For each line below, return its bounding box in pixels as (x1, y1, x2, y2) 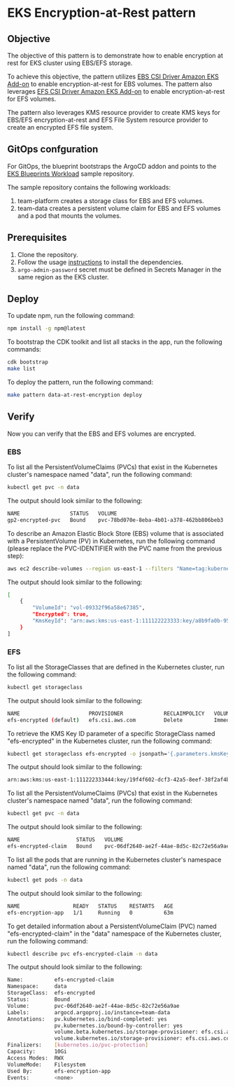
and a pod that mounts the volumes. (17, 212, 122, 220)
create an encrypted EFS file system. (7, 123, 114, 131)
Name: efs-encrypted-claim (7, 976, 114, 983)
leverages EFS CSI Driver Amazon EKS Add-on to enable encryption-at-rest (7, 88, 225, 95)
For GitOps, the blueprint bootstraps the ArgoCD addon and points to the (7, 162, 217, 170)
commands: (7, 345, 42, 354)
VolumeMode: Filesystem (7, 1061, 86, 1068)
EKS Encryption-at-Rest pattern (7, 5, 196, 21)
